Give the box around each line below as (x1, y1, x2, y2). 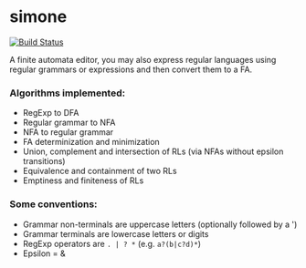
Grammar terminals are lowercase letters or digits (22, 228, 209, 239)
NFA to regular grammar (22, 127, 114, 138)
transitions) (22, 156, 66, 167)
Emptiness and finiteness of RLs (22, 175, 144, 186)
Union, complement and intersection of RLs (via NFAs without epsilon (22, 146, 284, 157)
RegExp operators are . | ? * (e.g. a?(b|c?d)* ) (22, 238, 202, 249)
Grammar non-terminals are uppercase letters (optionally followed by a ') (22, 219, 298, 230)
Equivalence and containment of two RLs (22, 166, 177, 177)
